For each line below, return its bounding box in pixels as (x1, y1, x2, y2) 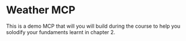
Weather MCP (6, 3, 76, 17)
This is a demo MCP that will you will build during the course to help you (6, 23, 181, 29)
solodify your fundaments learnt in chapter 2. (6, 28, 116, 35)
